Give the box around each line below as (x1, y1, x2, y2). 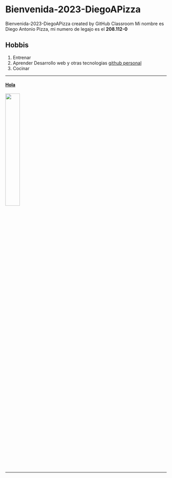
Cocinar (12, 65, 30, 71)
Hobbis (5, 41, 29, 50)
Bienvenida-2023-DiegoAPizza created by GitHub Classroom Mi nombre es (5, 20, 164, 27)
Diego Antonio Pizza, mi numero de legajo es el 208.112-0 (5, 26, 128, 32)
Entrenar (12, 54, 31, 60)
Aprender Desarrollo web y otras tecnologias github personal (12, 60, 142, 66)
